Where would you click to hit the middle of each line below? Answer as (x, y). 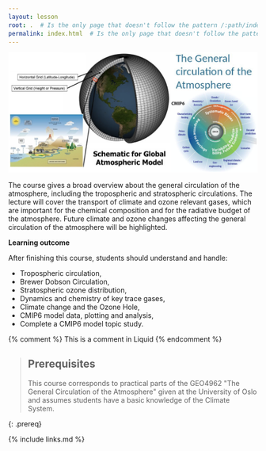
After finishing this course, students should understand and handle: (118, 258)
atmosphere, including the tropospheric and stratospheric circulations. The (130, 193)
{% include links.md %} (47, 439)
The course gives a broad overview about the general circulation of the (124, 185)
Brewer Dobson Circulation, (65, 282)
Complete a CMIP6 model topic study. (82, 324)
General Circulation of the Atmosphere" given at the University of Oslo (142, 392)
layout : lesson (33, 17)
